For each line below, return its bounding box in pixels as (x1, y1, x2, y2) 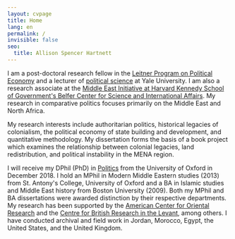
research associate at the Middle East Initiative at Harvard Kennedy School (7, 84, 224, 92)
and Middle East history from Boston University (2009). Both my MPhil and (7, 186, 224, 195)
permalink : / (7, 30, 46, 37)
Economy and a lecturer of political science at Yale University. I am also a (7, 76, 220, 85)
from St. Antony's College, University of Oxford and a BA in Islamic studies (7, 178, 224, 187)
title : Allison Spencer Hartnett (13, 50, 112, 57)
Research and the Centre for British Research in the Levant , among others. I (7, 209, 227, 217)
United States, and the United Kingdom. (7, 223, 123, 232)
